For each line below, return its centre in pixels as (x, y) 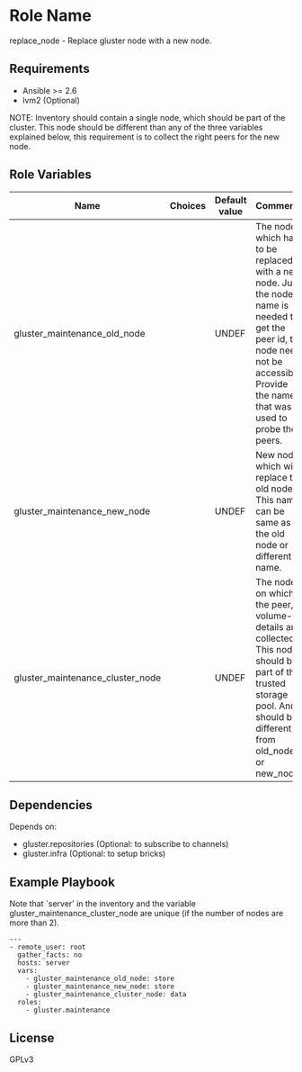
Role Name (50, 16)
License (32, 1037)
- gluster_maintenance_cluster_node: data (106, 995)
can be (270, 511)
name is (272, 305)
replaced (275, 260)
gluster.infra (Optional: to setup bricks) (94, 854)
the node (275, 293)
